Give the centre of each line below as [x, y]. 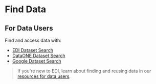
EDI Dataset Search [33, 50]
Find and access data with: [33, 40]
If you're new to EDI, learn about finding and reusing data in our [84, 71]
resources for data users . [44, 76]
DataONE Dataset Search [39, 55]
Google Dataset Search [37, 61]
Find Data [26, 9]
